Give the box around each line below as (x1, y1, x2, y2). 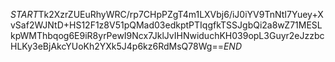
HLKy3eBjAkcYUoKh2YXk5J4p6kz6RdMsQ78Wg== (10, 40, 224, 52)
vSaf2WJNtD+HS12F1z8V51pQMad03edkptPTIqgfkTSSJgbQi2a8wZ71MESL (10, 19, 323, 31)
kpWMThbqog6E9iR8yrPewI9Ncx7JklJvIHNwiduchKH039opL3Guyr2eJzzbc (10, 30, 325, 41)
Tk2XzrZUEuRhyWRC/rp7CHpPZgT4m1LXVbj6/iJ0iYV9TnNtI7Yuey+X (38, 9, 324, 20)
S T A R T (10, 9, 39, 20)
